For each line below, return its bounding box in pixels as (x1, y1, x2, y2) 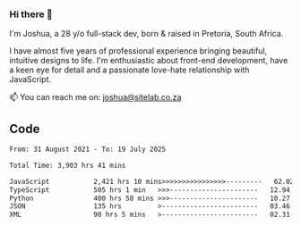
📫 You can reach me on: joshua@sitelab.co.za (9, 92, 182, 103)
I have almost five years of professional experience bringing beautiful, (9, 46, 268, 56)
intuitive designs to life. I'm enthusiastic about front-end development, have (9, 55, 288, 66)
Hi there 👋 (9, 8, 54, 21)
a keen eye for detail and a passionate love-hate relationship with (9, 64, 250, 75)
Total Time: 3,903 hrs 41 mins (9, 161, 126, 170)
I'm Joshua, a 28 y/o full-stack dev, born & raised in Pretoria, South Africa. (9, 29, 284, 39)
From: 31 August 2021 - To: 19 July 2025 (9, 145, 167, 155)
